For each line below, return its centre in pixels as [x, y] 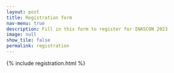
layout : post [23, 12]
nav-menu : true [26, 23]
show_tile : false [28, 40]
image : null [21, 35]
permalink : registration [38, 46]
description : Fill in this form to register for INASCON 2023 [87, 29]
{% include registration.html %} [46, 63]
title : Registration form [39, 18]
